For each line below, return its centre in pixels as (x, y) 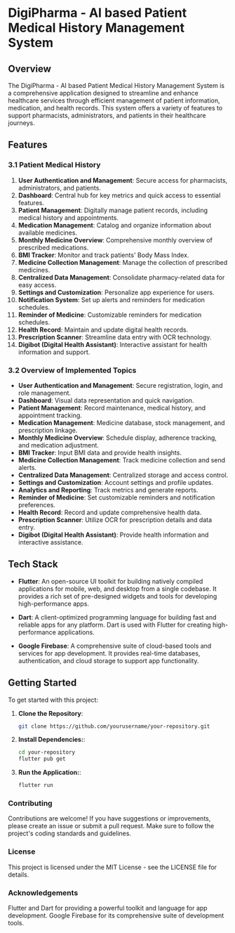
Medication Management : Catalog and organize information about (115, 225)
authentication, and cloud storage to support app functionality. (108, 660)
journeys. (22, 123)
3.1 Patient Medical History (54, 165)
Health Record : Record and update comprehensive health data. (110, 512)
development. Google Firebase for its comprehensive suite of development (116, 915)
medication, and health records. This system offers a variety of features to (115, 108)
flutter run (35, 785)
